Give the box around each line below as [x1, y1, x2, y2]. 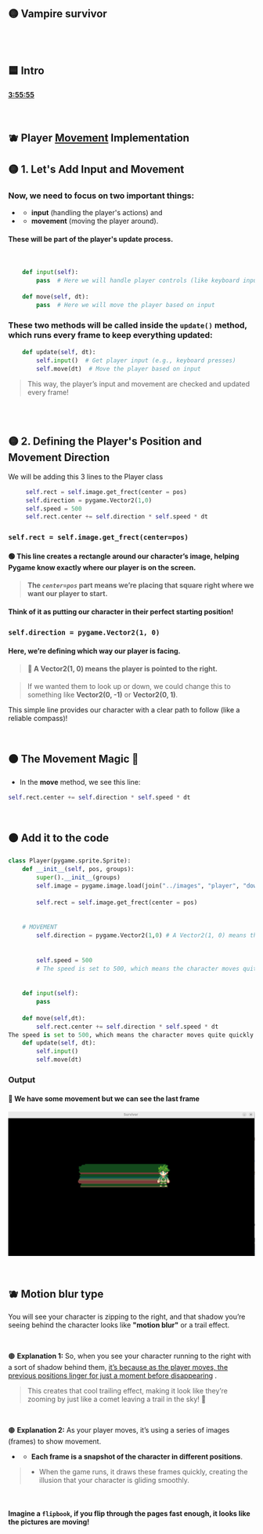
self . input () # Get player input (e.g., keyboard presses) [36, 357, 236, 364]
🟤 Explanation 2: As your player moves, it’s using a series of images [8, 1426, 230, 1435]
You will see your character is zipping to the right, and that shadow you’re [8, 1312, 246, 1322]
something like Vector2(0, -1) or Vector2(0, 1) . [27, 690, 178, 699]
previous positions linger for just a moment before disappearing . [8, 1371, 218, 1381]
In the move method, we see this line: [19, 777, 141, 786]
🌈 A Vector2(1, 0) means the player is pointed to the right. [27, 664, 218, 674]
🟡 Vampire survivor [8, 7, 107, 20]
